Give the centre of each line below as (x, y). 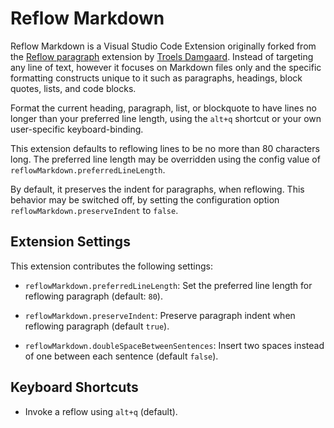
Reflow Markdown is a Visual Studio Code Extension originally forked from (163, 46)
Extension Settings (70, 242)
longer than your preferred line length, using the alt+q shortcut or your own (166, 118)
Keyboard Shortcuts (74, 387)
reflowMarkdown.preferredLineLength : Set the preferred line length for (168, 285)
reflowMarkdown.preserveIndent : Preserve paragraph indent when (160, 315)
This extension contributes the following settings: (111, 266)
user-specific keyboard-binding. (77, 129)
